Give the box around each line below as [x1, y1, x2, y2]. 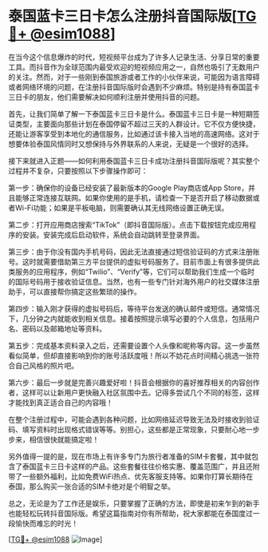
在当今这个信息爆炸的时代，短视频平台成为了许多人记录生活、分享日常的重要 [8, 52, 260, 62]
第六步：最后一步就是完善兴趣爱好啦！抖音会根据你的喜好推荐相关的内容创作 [8, 377, 260, 387]
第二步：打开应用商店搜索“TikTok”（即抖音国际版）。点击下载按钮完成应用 [8, 220, 250, 229]
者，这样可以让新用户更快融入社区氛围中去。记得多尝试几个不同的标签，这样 [8, 387, 260, 397]
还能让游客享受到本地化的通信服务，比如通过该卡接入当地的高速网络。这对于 [8, 129, 260, 138]
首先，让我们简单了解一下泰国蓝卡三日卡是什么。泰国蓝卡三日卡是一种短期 [8, 109, 253, 118]
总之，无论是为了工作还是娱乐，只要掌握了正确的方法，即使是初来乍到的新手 [8, 498, 260, 508]
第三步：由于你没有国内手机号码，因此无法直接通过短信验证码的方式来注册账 [8, 247, 260, 256]
